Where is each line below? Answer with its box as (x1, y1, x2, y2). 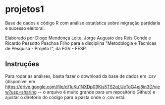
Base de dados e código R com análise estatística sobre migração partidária (5, 20, 161, 26)
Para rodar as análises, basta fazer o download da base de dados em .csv (5, 73, 156, 79)
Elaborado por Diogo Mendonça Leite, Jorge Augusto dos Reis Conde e (5, 35, 151, 41)
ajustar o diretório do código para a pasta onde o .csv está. (5, 94, 126, 100)
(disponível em (5, 78, 36, 84)
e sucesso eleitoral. (5, 25, 45, 31)
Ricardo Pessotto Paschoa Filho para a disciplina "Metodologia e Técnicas (5, 40, 157, 46)
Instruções (5, 60, 40, 68)
